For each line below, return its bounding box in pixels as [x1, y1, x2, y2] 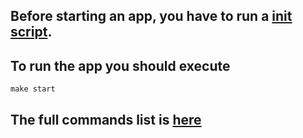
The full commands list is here [10, 111, 202, 128]
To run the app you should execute [10, 57, 231, 74]
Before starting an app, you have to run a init [10, 8, 293, 25]
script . [10, 24, 53, 41]
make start [10, 84, 56, 94]
